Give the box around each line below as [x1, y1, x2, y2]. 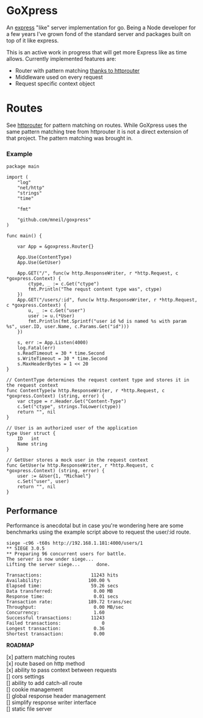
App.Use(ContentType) [17, 254, 72, 260]
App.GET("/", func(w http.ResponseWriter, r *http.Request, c [17, 270, 179, 276]
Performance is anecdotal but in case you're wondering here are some [6, 522, 184, 529]
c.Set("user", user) [17, 478, 69, 485]
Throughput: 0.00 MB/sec [6, 604, 124, 610]
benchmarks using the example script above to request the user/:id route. [6, 528, 191, 536]
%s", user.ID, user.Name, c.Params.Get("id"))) [6, 324, 130, 330]
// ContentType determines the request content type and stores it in [6, 377, 190, 383]
